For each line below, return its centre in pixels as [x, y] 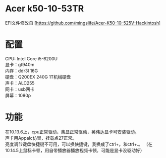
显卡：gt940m [20, 64]
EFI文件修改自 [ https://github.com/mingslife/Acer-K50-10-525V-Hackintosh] [83, 23]
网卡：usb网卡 [20, 89]
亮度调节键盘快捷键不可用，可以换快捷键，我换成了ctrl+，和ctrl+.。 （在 [79, 144]
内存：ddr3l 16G [22, 71]
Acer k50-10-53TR [45, 9]
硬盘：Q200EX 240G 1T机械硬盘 [38, 77]
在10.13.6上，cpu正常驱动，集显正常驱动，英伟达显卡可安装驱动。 [72, 132]
